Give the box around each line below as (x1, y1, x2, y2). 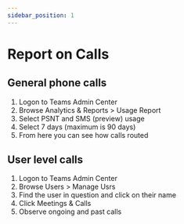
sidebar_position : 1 (7, 11, 75, 20)
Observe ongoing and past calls (18, 207, 122, 216)
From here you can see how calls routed (18, 130, 149, 139)
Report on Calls (7, 45, 110, 63)
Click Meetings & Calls (18, 199, 92, 208)
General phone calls (7, 76, 107, 90)
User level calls (7, 154, 84, 167)
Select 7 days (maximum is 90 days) (18, 122, 136, 132)
